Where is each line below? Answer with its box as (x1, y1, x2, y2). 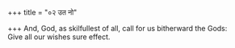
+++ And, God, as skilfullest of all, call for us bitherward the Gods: (7, 24, 228, 33)
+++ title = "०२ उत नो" (7, 8, 78, 17)
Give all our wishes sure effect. (7, 32, 111, 42)
